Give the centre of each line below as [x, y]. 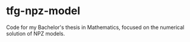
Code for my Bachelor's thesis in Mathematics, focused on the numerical [95, 27]
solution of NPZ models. [36, 33]
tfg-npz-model [43, 11]
